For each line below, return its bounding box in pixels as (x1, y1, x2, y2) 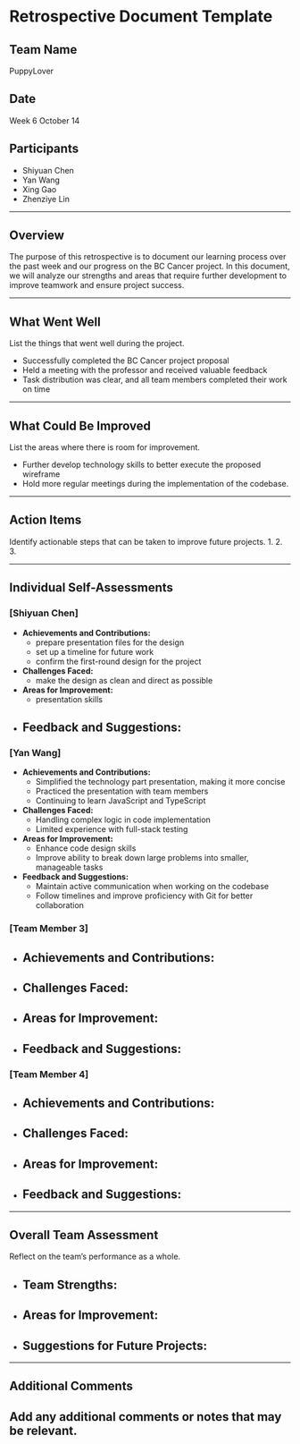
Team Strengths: (21, 1277, 118, 1292)
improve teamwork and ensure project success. (9, 280, 185, 291)
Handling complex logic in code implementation (35, 814, 212, 825)
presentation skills (35, 693, 103, 704)
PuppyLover (9, 65, 54, 76)
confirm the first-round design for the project (35, 656, 202, 667)
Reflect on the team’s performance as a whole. (9, 1251, 181, 1262)
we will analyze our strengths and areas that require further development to (9, 270, 287, 281)
